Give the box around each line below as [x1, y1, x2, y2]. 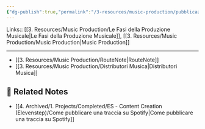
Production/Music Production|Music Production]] [6, 38, 130, 46]
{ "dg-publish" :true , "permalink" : [6, 9, 92, 15]
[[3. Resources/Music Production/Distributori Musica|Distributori [15, 62, 178, 70]
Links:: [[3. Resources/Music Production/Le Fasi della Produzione [6, 26, 171, 33]
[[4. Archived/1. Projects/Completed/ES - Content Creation [15, 103, 163, 110]
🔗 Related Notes [6, 86, 68, 97]
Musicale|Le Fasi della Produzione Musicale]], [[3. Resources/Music [6, 32, 178, 40]
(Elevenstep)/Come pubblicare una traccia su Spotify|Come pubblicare [15, 109, 193, 116]
